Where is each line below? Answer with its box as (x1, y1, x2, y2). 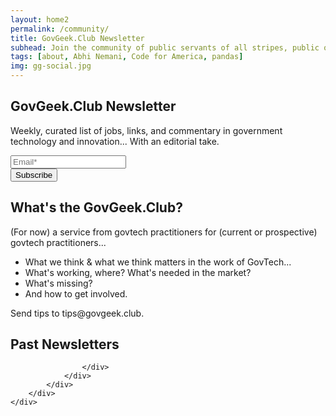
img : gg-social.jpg (10, 61, 92, 71)
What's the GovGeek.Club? (10, 199, 183, 216)
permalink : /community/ (10, 24, 110, 34)
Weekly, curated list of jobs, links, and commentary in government (10, 124, 283, 136)
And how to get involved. (24, 287, 128, 300)
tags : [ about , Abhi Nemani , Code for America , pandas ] (10, 52, 244, 62)
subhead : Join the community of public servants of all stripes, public (10, 42, 320, 53)
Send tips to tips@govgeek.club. (10, 307, 145, 319)
